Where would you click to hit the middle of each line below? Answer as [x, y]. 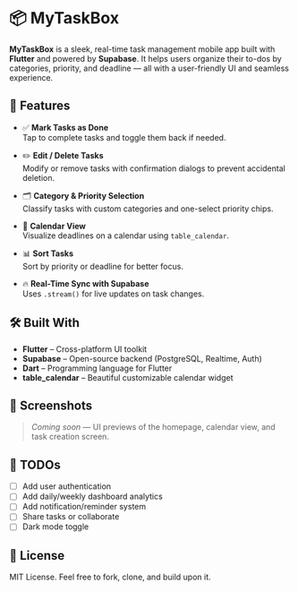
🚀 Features [40, 106]
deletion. [38, 177]
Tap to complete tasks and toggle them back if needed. [124, 137]
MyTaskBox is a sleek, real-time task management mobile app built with [142, 49]
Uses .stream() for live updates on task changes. [113, 294]
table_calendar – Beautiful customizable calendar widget [128, 377]
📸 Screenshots [51, 405]
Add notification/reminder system [84, 507]
